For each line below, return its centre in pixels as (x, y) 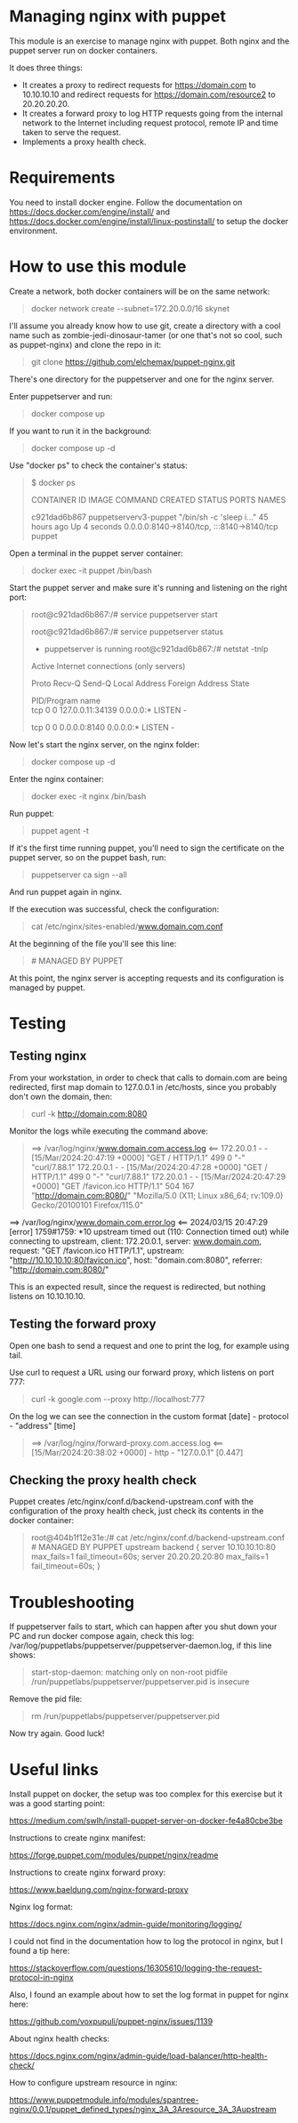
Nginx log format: (41, 1907)
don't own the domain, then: (61, 1096)
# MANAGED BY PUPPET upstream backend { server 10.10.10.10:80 (153, 1547)
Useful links (54, 1769)
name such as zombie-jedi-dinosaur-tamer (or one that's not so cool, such (146, 335)
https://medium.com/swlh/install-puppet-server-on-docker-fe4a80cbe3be (146, 1820)
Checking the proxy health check (103, 1480)
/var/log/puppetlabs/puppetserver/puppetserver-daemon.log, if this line (141, 1646)
